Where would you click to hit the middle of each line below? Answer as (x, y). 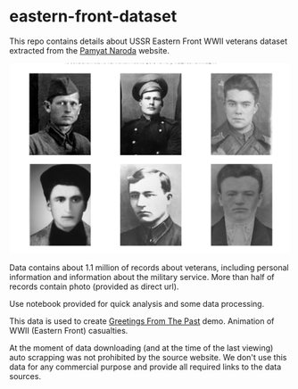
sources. (25, 377)
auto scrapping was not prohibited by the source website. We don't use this (148, 358)
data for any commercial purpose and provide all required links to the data (145, 367)
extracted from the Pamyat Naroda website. (89, 50)
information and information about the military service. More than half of (142, 277)
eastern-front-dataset (93, 17)
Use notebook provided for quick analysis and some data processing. (137, 304)
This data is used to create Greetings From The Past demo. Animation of (142, 321)
